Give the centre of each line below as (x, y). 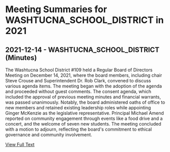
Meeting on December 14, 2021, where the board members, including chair (84, 75)
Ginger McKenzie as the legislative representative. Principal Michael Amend (85, 113)
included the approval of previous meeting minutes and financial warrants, (83, 97)
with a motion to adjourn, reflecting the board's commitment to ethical (79, 129)
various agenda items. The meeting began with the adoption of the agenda (83, 86)
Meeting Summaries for (56, 9)
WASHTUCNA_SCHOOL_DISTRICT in (84, 20)
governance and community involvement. (49, 135)
